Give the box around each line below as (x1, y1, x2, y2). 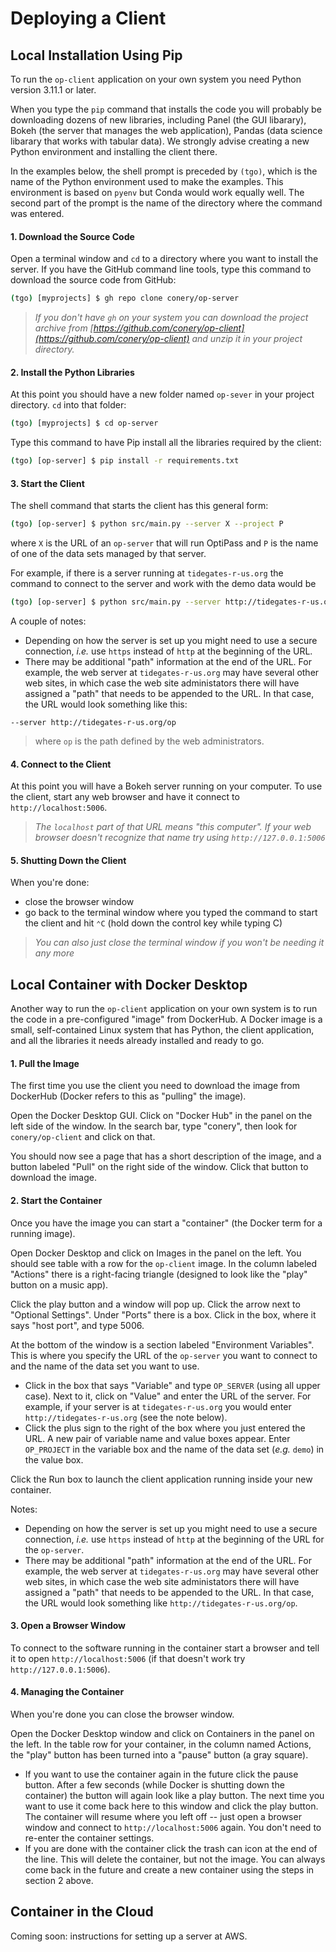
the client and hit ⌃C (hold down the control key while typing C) (24, 917, 283, 929)
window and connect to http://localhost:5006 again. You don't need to (24, 1822, 322, 1834)
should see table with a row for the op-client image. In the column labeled (10, 1257, 318, 1269)
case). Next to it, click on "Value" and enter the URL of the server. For (24, 1390, 312, 1402)
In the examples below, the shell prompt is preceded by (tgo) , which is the (10, 165, 318, 177)
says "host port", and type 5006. (10, 1319, 145, 1331)
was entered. (10, 208, 65, 219)
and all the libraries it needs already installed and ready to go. (10, 1035, 265, 1047)
